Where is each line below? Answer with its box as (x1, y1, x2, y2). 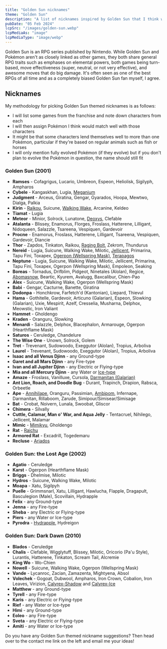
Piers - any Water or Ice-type (12, 515, 73, 520)
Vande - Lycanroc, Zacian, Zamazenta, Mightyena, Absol (12, 570, 129, 576)
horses (12, 144, 27, 150)
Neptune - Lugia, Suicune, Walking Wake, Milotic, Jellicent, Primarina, (12, 258, 156, 264)
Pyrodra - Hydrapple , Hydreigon (12, 520, 79, 526)
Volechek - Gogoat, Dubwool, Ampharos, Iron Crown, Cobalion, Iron (12, 575, 153, 581)
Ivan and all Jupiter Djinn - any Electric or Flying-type (12, 364, 123, 370)
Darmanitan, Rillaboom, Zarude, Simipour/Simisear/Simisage (12, 395, 136, 401)
